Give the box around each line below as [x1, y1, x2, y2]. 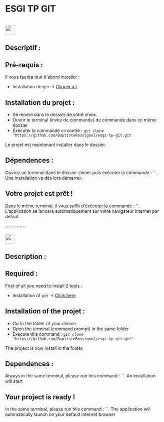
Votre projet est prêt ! [5, 189, 73, 198]
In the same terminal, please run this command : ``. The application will [5, 406, 151, 412]
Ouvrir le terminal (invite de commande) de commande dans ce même [12, 116, 157, 123]
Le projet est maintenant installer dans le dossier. [5, 142, 106, 148]
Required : [5, 269, 38, 278]
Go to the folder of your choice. [12, 320, 77, 326]
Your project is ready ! [5, 392, 75, 401]
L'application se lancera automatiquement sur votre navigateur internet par [5, 208, 159, 214]
